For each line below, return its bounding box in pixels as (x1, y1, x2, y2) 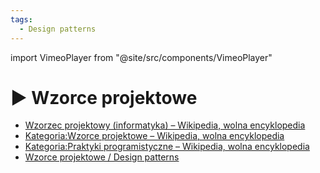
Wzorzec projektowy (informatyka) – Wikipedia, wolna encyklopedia (24, 119, 306, 131)
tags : (10, 14, 33, 25)
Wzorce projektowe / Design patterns (24, 151, 180, 163)
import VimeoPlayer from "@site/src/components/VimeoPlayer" (10, 51, 273, 63)
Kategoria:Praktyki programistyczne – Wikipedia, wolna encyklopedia (24, 141, 310, 153)
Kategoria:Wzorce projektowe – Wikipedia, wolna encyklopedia (24, 130, 285, 142)
